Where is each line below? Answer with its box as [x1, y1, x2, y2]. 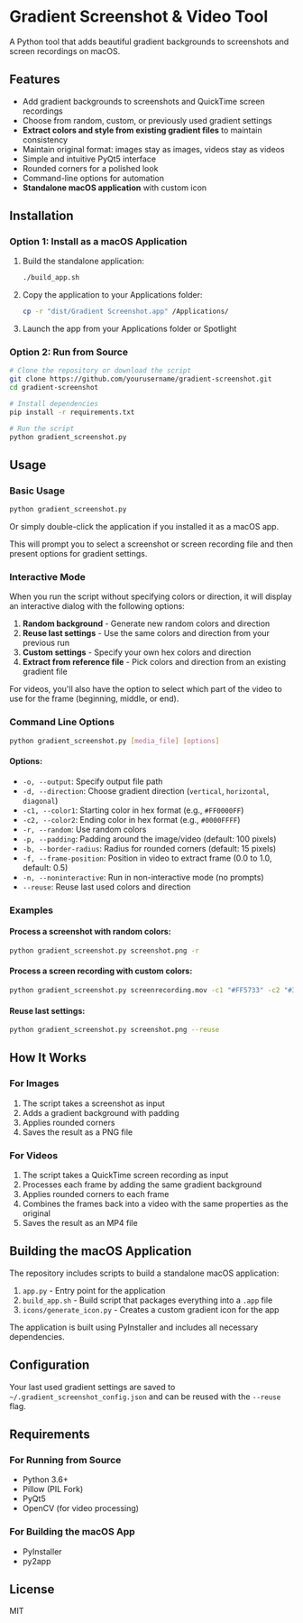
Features [9, 72, 60, 88]
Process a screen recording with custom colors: [9, 965, 193, 976]
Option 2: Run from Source [9, 346, 129, 358]
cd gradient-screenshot [9, 383, 99, 392]
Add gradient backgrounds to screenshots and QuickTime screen [22, 96, 265, 106]
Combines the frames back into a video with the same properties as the [22, 1198, 289, 1209]
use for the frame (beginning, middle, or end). [9, 693, 179, 705]
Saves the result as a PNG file [22, 1126, 133, 1138]
